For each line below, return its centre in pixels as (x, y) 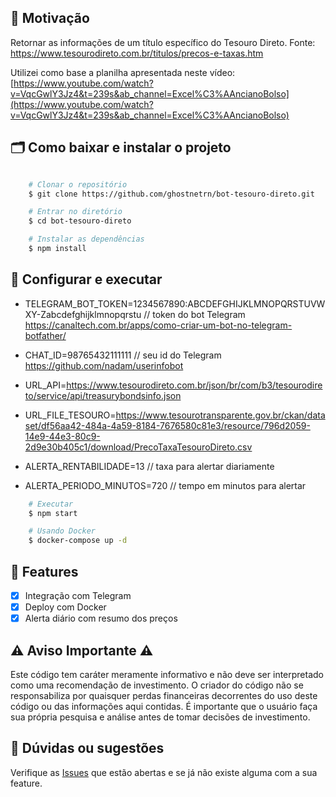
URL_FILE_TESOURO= (70, 415)
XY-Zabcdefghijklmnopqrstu (83, 314)
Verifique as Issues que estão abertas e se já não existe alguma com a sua (164, 772)
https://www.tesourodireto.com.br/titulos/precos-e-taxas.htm (137, 53)
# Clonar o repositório (78, 184)
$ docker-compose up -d (78, 541)
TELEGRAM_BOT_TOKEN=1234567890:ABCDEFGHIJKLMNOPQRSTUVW (175, 303)
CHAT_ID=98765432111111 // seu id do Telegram (123, 355)
